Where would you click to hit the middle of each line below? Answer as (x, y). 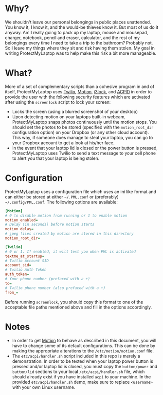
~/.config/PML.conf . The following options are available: (62, 202)
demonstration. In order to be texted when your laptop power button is (82, 361)
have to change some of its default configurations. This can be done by (84, 346)
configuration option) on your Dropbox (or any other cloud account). (81, 132)
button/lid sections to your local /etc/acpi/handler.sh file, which (78, 372)
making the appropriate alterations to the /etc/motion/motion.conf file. (83, 351)
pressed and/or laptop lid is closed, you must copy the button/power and (85, 366)
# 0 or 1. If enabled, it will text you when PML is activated (71, 252)
